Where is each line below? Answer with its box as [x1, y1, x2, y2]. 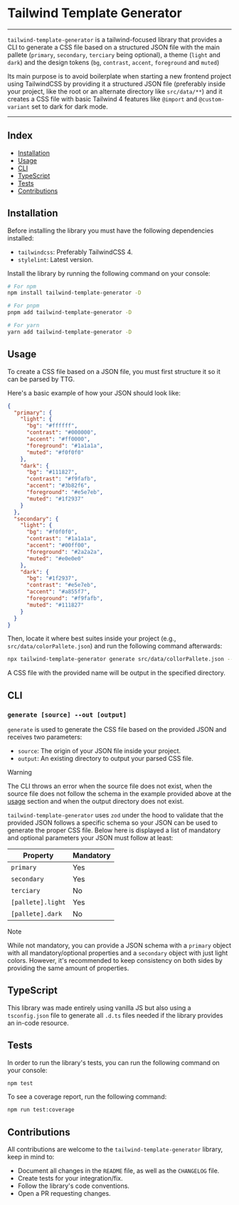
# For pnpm [7, 302, 40, 310]
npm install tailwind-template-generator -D [7, 289, 142, 297]
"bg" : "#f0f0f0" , [26, 528, 78, 536]
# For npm [7, 283, 37, 290]
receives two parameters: [7, 732, 83, 741]
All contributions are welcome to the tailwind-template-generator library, [7, 1145, 223, 1154]
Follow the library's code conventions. [17, 1181, 130, 1190]
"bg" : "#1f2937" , [26, 575, 78, 583]
